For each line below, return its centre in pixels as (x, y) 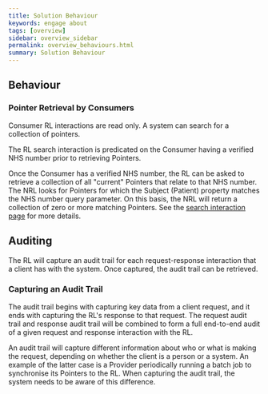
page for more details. (45, 216)
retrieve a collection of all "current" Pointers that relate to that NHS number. (133, 181)
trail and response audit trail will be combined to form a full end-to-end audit (134, 324)
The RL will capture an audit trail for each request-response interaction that (132, 260)
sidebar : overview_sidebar (53, 38)
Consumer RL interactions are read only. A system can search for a (119, 125)
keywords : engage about (48, 23)
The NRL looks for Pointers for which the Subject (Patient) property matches (134, 190)
